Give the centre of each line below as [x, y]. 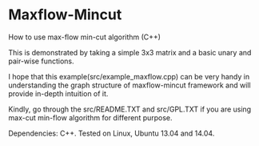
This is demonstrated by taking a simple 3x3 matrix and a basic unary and [130, 52]
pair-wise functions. [41, 61]
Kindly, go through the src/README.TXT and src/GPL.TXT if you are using [130, 109]
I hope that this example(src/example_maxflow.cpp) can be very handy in [129, 76]
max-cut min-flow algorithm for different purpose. [91, 117]
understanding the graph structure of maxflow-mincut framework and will [129, 85]
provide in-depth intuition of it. [58, 93]
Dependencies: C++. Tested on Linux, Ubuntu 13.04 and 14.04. [112, 133]
